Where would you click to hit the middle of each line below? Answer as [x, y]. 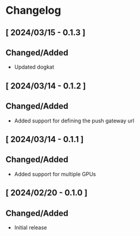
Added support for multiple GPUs [55, 174]
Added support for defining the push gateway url [74, 121]
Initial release [30, 227]
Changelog [33, 10]
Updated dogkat [34, 67]
